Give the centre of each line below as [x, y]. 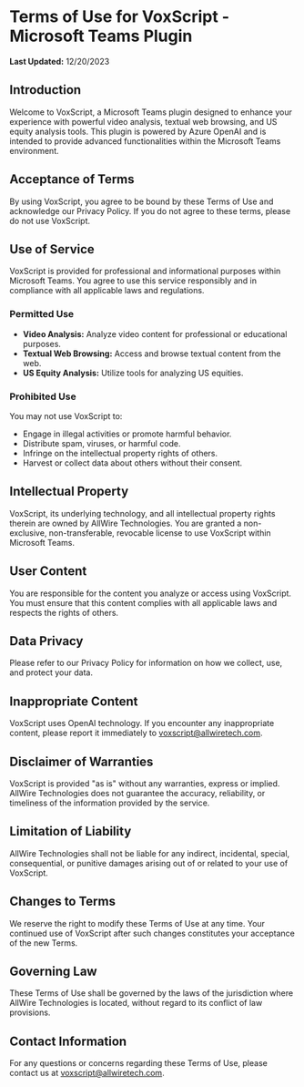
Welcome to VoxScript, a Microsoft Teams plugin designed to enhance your [151, 112]
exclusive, [28, 533]
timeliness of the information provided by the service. [110, 803]
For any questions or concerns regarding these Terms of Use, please [139, 1063]
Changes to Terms [63, 902]
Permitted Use [42, 314]
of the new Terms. [44, 943]
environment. [34, 150]
